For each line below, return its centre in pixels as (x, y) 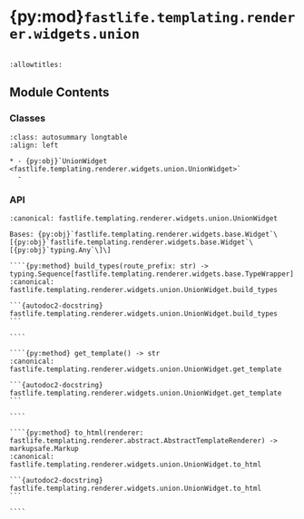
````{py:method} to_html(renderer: (77, 433)
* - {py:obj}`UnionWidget (58, 161)
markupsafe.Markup (44, 448)
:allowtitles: (36, 64)
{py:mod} (47, 17)
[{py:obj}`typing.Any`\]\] (60, 250)
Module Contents (59, 93)
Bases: (22, 234)
